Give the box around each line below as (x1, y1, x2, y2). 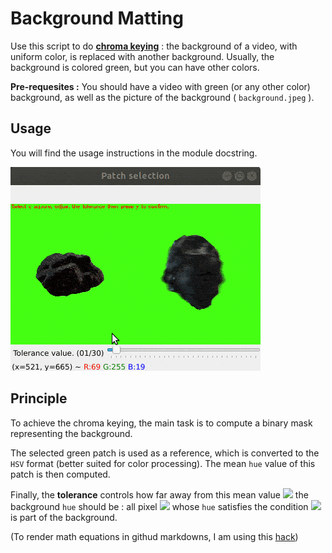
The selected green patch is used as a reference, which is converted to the (10, 447, 320, 459)
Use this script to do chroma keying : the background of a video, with (10, 40, 298, 52)
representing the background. (10, 427, 133, 439)
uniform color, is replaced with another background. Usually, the (10, 50, 275, 62)
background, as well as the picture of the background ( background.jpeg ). (10, 91, 315, 103)
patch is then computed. (10, 468, 111, 480)
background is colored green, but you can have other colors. (10, 61, 260, 73)
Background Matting (10, 7, 184, 30)
